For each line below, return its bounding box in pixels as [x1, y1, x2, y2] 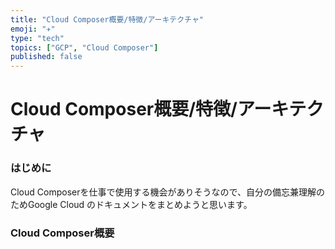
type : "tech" [10, 33, 65, 43]
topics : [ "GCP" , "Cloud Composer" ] [10, 42, 159, 53]
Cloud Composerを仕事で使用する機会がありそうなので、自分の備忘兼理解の [10, 186, 325, 198]
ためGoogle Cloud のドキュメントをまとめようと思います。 [10, 198, 253, 210]
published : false [10, 52, 83, 62]
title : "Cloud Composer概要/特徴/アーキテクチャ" [10, 14, 204, 25]
